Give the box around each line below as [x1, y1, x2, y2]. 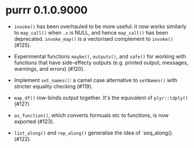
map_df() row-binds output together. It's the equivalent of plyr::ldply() [13, 94, 188, 101]
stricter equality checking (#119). [13, 82, 93, 90]
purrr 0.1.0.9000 [5, 4, 88, 17]
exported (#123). [13, 118, 55, 125]
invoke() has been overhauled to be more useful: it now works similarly [13, 23, 187, 30]
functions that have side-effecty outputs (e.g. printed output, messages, [13, 59, 189, 66]
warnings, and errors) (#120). [13, 65, 86, 72]
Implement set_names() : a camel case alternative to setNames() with [13, 77, 178, 84]
